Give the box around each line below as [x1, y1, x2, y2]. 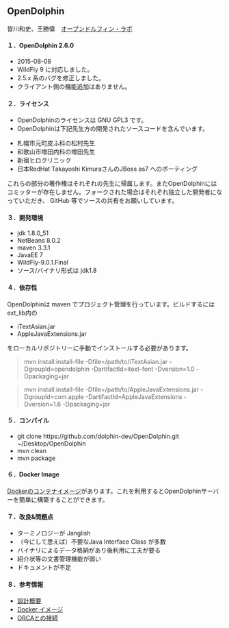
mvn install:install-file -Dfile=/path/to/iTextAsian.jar [23, 357, 168, 365]
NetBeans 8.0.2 [16, 237, 62, 245]
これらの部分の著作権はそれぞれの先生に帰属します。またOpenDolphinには [7, 180, 217, 188]
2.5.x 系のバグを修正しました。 [16, 74, 105, 82]
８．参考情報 [7, 580, 43, 588]
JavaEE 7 [16, 251, 43, 259]
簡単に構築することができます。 [18, 496, 109, 504]
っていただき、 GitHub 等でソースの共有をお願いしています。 [7, 197, 178, 205]
